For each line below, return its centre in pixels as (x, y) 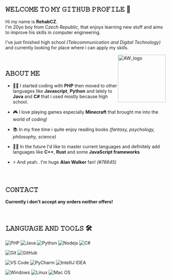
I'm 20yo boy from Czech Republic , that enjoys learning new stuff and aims (84, 27)
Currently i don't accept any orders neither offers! (59, 202)
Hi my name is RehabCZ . (31, 21)
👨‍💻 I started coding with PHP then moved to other (65, 85)
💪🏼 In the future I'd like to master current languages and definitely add (86, 146)
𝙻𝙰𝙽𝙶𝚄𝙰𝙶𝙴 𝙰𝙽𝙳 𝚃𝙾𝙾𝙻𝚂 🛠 (49, 228)
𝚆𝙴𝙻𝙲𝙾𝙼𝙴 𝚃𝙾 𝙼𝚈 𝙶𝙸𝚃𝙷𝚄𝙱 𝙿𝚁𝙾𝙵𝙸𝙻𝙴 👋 (68, 9)
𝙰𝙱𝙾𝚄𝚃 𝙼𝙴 (23, 73)
